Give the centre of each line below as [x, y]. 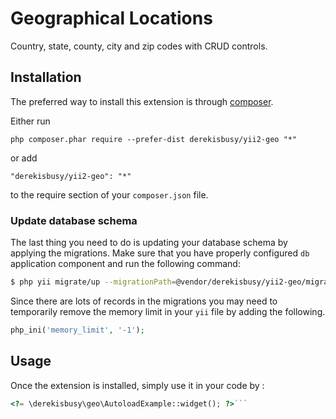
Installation [46, 77]
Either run [30, 121]
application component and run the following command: [125, 264]
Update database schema [74, 220]
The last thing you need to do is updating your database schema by [149, 243]
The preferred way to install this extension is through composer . [142, 101]
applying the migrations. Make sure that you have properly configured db [160, 253]
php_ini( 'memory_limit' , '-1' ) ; [77, 330]
